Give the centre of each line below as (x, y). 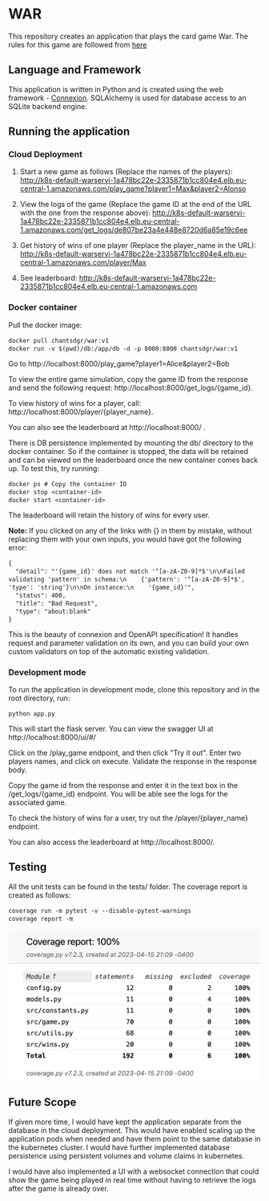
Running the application (69, 132)
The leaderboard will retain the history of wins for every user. (109, 515)
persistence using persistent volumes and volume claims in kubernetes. (126, 1155)
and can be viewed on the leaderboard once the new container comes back (133, 460)
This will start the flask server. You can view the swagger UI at (111, 729)
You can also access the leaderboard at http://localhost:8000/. (112, 842)
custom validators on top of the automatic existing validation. (109, 651)
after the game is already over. (59, 1188)
